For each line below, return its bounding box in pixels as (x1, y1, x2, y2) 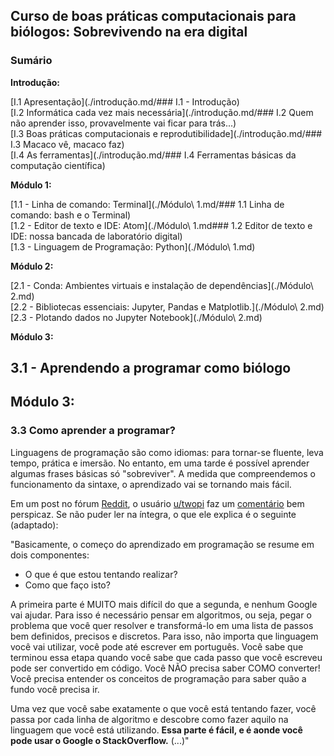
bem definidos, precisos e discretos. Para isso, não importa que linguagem (10, 630, 319, 642)
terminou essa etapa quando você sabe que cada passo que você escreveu (10, 651, 323, 663)
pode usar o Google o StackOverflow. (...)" (10, 734, 190, 746)
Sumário (10, 54, 53, 68)
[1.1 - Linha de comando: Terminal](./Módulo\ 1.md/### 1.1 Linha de (10, 198, 285, 210)
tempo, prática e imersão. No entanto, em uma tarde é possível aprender (10, 457, 310, 469)
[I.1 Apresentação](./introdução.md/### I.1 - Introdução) (10, 95, 240, 108)
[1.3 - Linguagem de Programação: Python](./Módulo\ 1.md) (10, 240, 256, 253)
